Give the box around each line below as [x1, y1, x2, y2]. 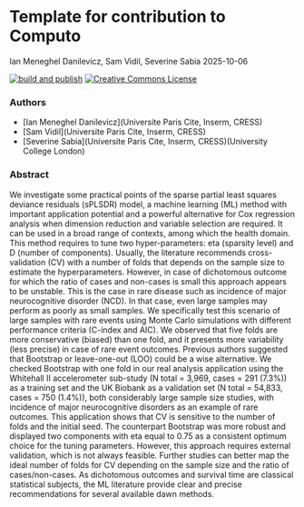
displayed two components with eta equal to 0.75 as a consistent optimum [9, 430, 288, 442]
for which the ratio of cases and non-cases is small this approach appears [9, 275, 288, 287]
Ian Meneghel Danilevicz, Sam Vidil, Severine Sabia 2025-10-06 [9, 55, 249, 66]
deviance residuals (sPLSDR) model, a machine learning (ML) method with [9, 198, 288, 210]
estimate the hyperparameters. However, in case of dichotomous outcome [9, 266, 288, 277]
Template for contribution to [9, 6, 227, 27]
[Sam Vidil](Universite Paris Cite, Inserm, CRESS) [22, 126, 207, 137]
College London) [22, 145, 85, 156]
